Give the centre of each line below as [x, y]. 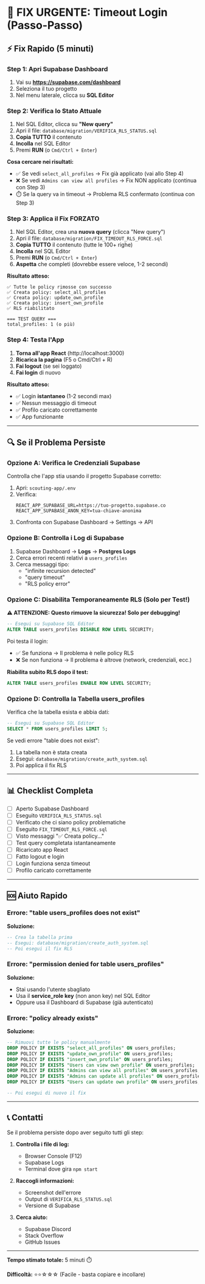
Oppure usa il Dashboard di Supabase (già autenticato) [85, 1002]
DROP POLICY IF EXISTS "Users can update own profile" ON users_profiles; [104, 1082]
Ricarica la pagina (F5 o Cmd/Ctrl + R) [64, 359]
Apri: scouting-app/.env [46, 488]
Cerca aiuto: [32, 1217]
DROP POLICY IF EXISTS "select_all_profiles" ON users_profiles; [91, 1048]
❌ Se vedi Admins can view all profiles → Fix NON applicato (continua [106, 181]
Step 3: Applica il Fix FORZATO [53, 219]
